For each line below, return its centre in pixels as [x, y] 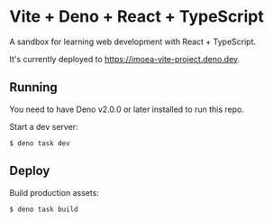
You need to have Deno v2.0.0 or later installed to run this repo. [127, 109]
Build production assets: [54, 192]
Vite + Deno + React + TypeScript [136, 17]
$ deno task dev [40, 143]
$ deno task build [44, 209]
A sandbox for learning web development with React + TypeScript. [133, 42]
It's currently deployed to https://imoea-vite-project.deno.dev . [125, 59]
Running [34, 88]
